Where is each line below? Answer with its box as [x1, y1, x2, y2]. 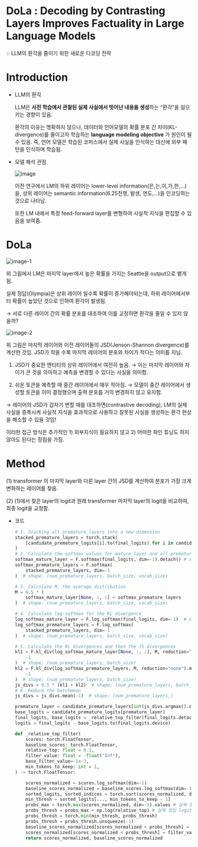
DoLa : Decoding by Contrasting [6, 4, 166, 18]
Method [6, 457, 45, 470]
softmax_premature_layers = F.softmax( [14, 562, 113, 568]
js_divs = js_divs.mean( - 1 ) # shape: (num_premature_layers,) [14, 693, 174, 699]
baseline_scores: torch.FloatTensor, [25, 742, 118, 748]
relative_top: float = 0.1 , [25, 747, 94, 754]
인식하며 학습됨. [25, 146, 62, 153]
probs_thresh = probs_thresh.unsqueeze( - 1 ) [25, 818, 134, 825]
